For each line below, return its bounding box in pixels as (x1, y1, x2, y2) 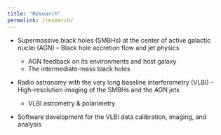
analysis (17, 120, 42, 128)
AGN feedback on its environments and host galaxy (27, 57, 177, 65)
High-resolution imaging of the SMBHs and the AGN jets (17, 85, 180, 94)
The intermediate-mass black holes (27, 64, 130, 73)
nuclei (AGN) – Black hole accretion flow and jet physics (17, 43, 180, 52)
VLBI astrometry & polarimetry (27, 99, 116, 107)
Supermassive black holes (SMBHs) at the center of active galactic (17, 36, 211, 44)
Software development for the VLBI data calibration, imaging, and (17, 113, 207, 121)
